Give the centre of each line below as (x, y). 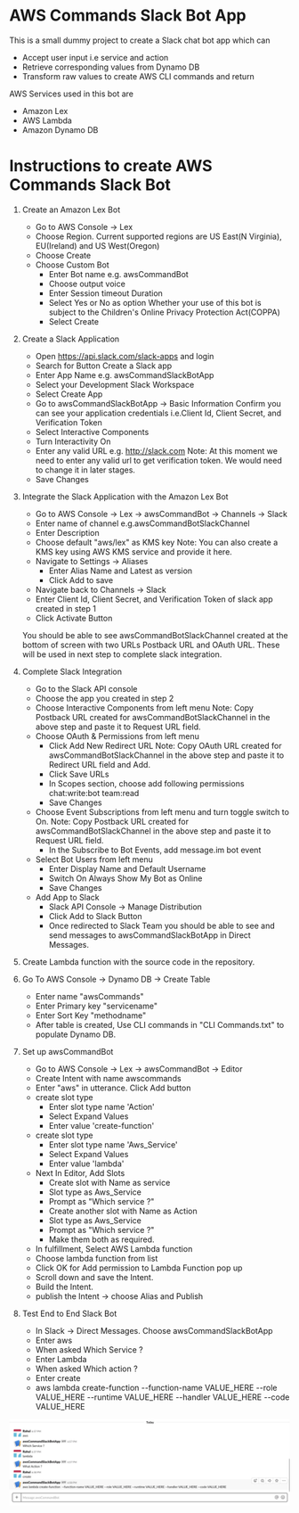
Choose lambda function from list (97, 1258)
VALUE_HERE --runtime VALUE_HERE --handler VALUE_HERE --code (162, 1397)
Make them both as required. (101, 1239)
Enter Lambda (61, 1359)
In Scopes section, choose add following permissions (146, 783)
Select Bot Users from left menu (94, 859)
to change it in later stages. (85, 470)
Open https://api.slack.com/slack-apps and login (125, 356)
